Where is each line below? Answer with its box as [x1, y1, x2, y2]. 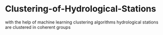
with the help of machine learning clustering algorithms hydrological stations [5, 19, 159, 25]
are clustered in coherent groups [5, 24, 71, 30]
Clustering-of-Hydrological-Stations [5, 3, 157, 14]
